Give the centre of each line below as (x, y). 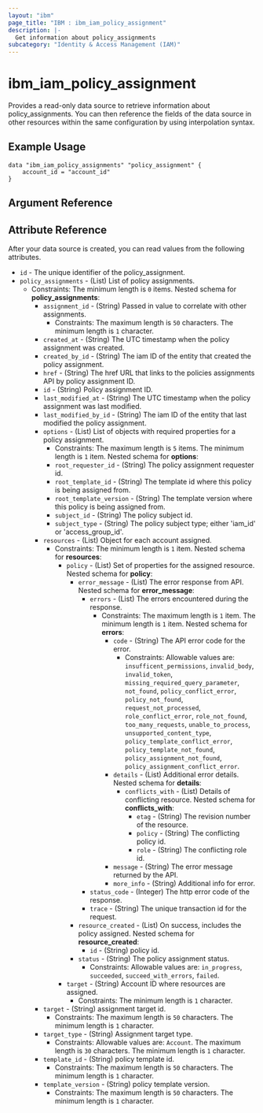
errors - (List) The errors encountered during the (169, 599)
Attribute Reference (58, 230)
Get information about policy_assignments (86, 37)
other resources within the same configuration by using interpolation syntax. (131, 122)
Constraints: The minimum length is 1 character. (155, 1000)
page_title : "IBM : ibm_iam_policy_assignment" (88, 23)
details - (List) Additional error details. (176, 775)
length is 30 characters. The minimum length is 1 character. (150, 1051)
